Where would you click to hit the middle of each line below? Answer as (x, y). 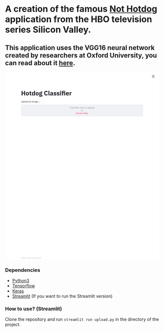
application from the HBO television (79, 19)
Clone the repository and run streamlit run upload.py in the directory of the (82, 319)
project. (13, 325)
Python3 (20, 280)
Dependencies (23, 270)
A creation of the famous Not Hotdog (81, 9)
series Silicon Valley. (48, 30)
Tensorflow (23, 286)
